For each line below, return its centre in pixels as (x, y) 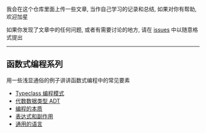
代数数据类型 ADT (38, 101)
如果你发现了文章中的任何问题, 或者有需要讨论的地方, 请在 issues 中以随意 (100, 30)
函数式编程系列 (35, 64)
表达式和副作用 (34, 116)
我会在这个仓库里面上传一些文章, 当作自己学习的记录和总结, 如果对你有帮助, (101, 9)
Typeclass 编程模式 (40, 93)
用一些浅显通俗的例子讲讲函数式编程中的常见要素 (68, 80)
